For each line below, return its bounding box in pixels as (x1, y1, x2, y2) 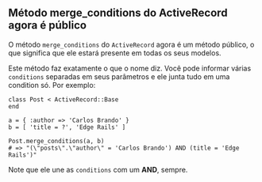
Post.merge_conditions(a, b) (8, 137, 105, 145)
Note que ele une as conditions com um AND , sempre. (8, 165, 188, 174)
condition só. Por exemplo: (8, 80, 96, 89)
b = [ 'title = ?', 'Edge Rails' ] (8, 123, 126, 131)
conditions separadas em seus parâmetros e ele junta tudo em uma (8, 71, 230, 82)
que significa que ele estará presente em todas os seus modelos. (8, 47, 222, 58)
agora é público (8, 19, 87, 32)
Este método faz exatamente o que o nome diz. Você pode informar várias (8, 63, 252, 73)
